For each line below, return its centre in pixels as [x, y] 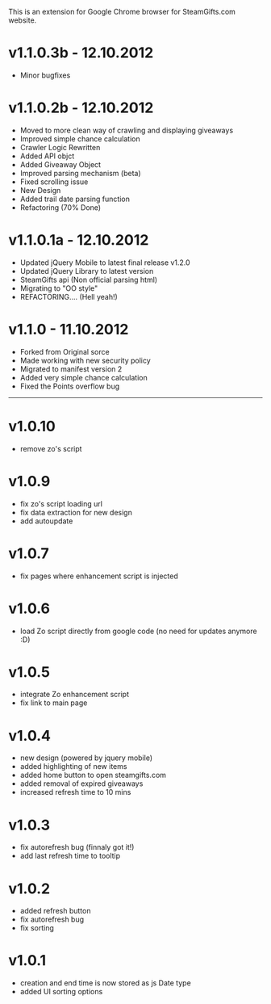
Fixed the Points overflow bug [70, 386]
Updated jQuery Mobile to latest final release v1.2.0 [105, 263]
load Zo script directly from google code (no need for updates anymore [138, 631]
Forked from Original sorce [65, 351]
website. [23, 20]
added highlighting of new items [73, 767]
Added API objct [47, 156]
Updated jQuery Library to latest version [87, 271]
